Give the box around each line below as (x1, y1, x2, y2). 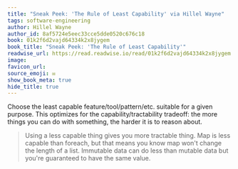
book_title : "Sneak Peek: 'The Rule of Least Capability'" (7, 43, 187, 50)
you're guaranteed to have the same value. (24, 154, 151, 163)
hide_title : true (7, 83, 59, 90)
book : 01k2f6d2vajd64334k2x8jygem (7, 37, 110, 44)
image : (7, 57, 27, 64)
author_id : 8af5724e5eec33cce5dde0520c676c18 (7, 30, 145, 38)
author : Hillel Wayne (7, 23, 72, 31)
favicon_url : (7, 63, 46, 70)
